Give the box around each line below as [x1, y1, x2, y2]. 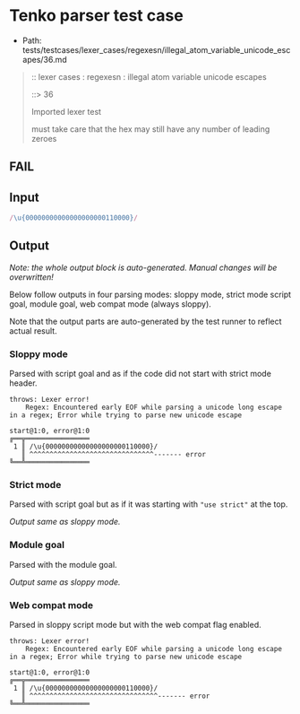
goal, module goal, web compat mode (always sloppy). [9, 298, 212, 309]
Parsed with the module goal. [9, 559, 118, 570]
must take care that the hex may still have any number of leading [30, 123, 270, 135]
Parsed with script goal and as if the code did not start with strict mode [9, 369, 271, 379]
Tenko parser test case [9, 5, 184, 26]
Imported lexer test [30, 106, 101, 117]
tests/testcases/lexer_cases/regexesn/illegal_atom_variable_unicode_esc [21, 44, 291, 55]
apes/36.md [21, 54, 67, 65]
